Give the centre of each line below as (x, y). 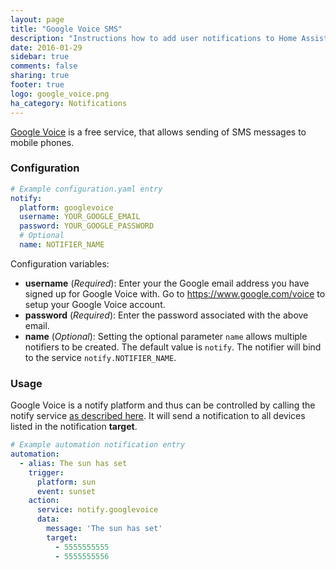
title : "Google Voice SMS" (66, 29)
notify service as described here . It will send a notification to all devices (158, 416)
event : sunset (66, 491)
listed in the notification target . (74, 427)
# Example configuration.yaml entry (86, 189)
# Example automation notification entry (98, 445)
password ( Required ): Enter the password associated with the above (166, 315)
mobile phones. (42, 142)
